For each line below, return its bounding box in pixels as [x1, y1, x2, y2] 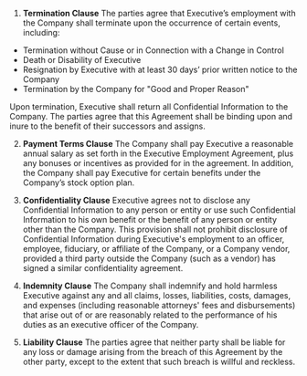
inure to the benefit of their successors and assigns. [9, 120, 206, 131]
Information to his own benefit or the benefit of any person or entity [22, 214, 277, 225]
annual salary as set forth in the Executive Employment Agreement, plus [22, 148, 294, 159]
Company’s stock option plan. [22, 177, 135, 188]
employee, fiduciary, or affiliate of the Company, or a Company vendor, [22, 244, 291, 254]
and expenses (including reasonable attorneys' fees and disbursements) [22, 300, 296, 310]
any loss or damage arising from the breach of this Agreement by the [22, 347, 283, 357]
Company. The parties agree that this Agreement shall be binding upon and [9, 111, 293, 121]
